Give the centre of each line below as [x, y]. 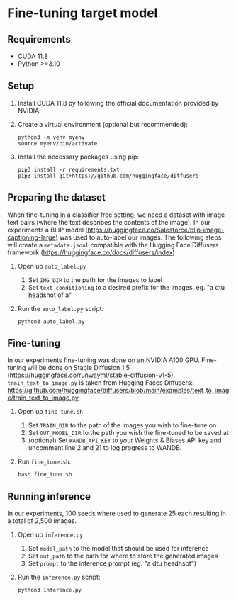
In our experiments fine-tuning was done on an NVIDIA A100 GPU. [104, 360]
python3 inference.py [49, 590]
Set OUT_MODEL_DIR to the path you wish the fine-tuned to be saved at [128, 433]
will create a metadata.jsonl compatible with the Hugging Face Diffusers [113, 245]
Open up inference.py [50, 535]
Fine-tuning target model [83, 13]
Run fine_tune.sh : [44, 461]
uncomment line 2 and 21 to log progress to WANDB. [105, 448]
